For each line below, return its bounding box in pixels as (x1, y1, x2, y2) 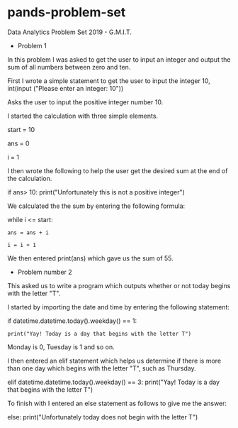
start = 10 (7, 125, 35, 133)
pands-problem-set (7, 4, 126, 21)
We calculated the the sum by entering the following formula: (7, 202, 186, 210)
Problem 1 (17, 41, 47, 50)
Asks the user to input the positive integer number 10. (7, 97, 164, 106)
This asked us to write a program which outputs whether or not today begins (7, 281, 231, 290)
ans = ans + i (7, 229, 50, 236)
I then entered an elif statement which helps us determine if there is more (7, 356, 222, 365)
